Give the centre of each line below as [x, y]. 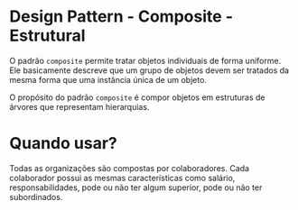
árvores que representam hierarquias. [79, 106]
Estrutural [47, 36]
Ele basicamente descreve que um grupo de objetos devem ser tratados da [149, 70]
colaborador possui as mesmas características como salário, [122, 178]
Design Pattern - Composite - [121, 17]
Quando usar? [63, 144]
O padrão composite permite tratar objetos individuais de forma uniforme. [145, 60]
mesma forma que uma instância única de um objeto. [108, 79]
